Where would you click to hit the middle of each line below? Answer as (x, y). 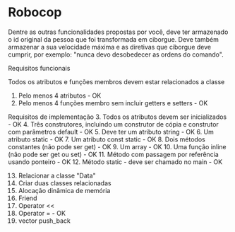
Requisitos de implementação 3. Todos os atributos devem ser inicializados (117, 117)
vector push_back (44, 221)
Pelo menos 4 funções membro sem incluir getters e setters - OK (113, 103)
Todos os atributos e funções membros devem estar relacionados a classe (116, 81)
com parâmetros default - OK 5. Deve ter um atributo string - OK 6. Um (111, 132)
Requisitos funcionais (39, 68)
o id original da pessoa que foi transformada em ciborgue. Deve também (114, 39)
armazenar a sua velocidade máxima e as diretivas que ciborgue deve (109, 47)
